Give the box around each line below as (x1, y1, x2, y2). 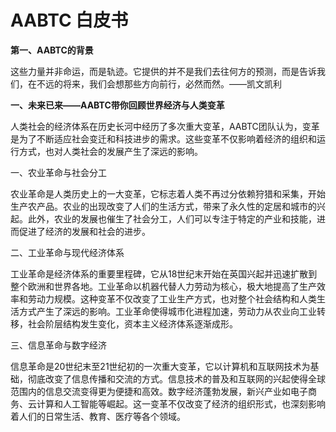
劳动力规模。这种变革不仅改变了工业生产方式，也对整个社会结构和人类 (27, 292, 317, 305)
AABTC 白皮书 (10, 9, 129, 32)
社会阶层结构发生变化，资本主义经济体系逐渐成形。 (27, 317, 238, 330)
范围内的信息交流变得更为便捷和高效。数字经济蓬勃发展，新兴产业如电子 (10, 385, 308, 397)
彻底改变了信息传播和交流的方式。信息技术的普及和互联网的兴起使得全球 (27, 372, 326, 385)
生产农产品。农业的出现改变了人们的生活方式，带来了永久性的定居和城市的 (10, 200, 317, 212)
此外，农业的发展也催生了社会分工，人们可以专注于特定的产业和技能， (27, 212, 317, 225)
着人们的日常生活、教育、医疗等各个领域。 (10, 410, 186, 422)
